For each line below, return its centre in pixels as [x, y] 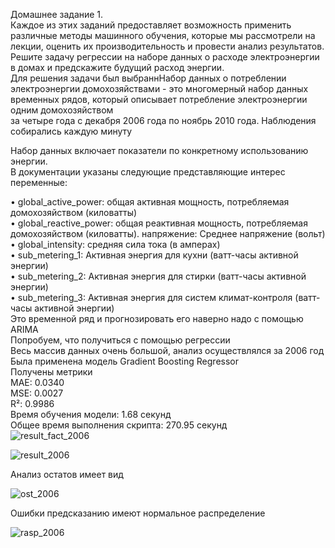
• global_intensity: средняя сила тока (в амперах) [115, 244]
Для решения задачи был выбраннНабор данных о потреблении [148, 78]
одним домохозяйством [62, 110]
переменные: [39, 182]
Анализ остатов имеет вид [67, 474]
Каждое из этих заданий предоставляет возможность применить [151, 25]
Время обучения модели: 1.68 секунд [91, 414]
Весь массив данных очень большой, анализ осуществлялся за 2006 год [167, 350]
